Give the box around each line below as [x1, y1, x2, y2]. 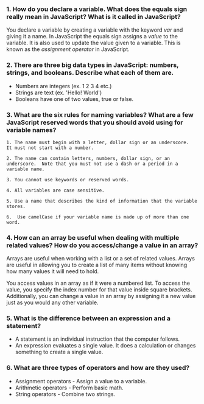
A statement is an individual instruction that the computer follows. [15, 335, 180, 343]
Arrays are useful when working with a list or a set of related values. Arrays [6, 255, 195, 262]
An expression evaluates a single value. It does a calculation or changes [15, 342, 196, 349]
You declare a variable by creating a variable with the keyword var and [6, 26, 183, 33]
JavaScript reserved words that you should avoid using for [6, 118, 184, 127]
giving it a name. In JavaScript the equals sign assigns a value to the [6, 33, 178, 40]
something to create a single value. [15, 349, 104, 356]
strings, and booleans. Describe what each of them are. [6, 69, 174, 77]
